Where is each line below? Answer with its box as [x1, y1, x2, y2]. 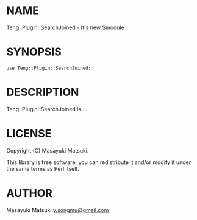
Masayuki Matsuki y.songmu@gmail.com [6, 206, 109, 213]
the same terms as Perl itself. [6, 165, 79, 172]
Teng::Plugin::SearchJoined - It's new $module [6, 24, 125, 31]
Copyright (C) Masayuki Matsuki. [6, 146, 89, 154]
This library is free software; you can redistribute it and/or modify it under [6, 159, 192, 166]
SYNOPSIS [6, 45, 62, 59]
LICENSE [6, 127, 52, 140]
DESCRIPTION [6, 86, 79, 99]
